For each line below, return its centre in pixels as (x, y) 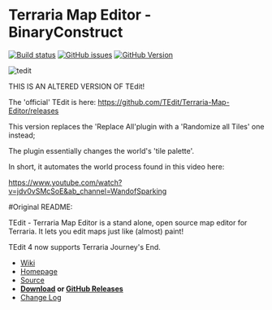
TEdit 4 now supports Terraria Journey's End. (84, 247)
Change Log (41, 297)
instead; (22, 135)
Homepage (39, 271)
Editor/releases (34, 111)
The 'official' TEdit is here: (52, 102)
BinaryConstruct (66, 32)
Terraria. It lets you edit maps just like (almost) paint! (96, 231)
